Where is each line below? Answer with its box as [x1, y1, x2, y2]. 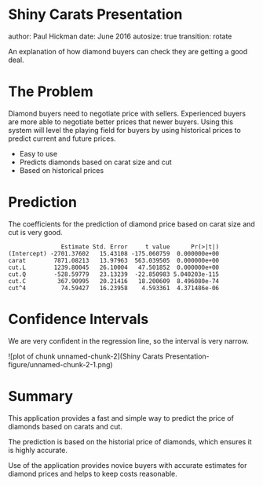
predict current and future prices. [8, 134, 116, 143]
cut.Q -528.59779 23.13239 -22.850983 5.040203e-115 [8, 270, 220, 278]
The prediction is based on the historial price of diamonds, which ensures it [8, 436, 253, 446]
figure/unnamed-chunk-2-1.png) [8, 359, 113, 369]
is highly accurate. [8, 445, 68, 455]
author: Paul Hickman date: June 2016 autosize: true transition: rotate [8, 31, 232, 41]
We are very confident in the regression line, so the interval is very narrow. [8, 336, 249, 345]
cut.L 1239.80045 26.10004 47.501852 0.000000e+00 [8, 263, 220, 271]
